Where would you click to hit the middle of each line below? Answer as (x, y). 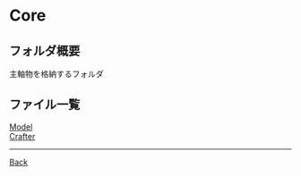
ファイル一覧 (45, 105)
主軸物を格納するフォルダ (56, 74)
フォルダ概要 (45, 50)
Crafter (22, 136)
